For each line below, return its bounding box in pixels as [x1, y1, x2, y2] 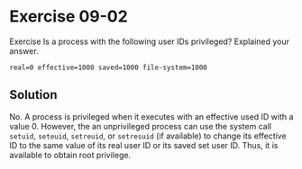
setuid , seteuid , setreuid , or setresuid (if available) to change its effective [9, 130, 287, 141]
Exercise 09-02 [9, 6, 128, 27]
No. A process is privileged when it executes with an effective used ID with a [9, 111, 294, 122]
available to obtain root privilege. [9, 149, 132, 160]
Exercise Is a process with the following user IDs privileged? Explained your [9, 36, 290, 47]
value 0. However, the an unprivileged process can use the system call [9, 120, 272, 131]
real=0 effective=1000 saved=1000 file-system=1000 [9, 63, 207, 72]
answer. [9, 45, 39, 56]
